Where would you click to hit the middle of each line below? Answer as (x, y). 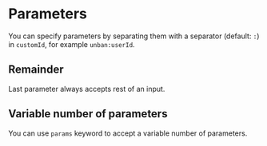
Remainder (36, 70)
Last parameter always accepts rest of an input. (87, 89)
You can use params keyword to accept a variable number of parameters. (128, 133)
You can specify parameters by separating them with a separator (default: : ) (134, 36)
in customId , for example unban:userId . (72, 44)
